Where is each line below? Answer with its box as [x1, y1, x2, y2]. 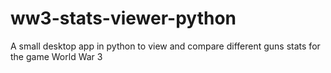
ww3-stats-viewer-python [10, 7, 237, 30]
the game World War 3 [10, 50, 103, 62]
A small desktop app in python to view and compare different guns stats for [10, 40, 321, 52]
